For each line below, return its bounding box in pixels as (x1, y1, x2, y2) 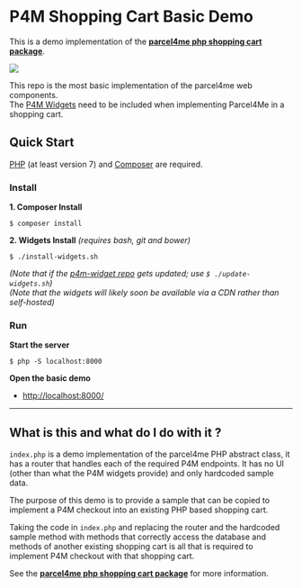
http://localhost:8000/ (22, 390, 104, 402)
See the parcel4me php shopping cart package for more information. (9, 568, 269, 579)
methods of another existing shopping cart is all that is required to (9, 541, 253, 552)
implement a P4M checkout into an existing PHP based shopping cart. (9, 504, 269, 515)
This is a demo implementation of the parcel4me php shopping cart (9, 36, 262, 47)
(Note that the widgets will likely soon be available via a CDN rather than (9, 287, 280, 298)
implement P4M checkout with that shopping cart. (9, 551, 195, 562)
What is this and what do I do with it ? (9, 425, 222, 440)
